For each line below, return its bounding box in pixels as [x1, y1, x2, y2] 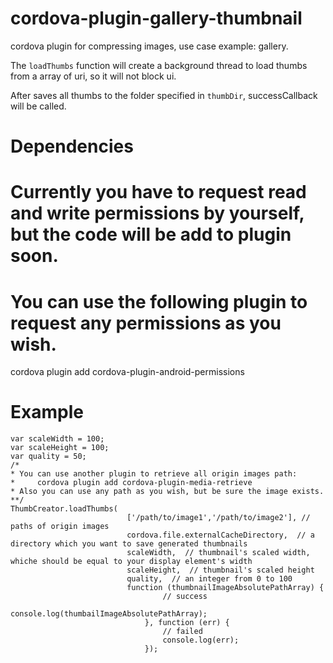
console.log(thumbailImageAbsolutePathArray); [10, 609, 208, 619]
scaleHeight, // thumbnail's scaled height [126, 565, 315, 576]
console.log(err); [162, 635, 240, 646]
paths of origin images [10, 522, 110, 532]
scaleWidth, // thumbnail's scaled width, [126, 548, 311, 558]
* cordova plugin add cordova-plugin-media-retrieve [10, 478, 253, 488]
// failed [162, 627, 203, 637]
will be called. [10, 100, 67, 112]
